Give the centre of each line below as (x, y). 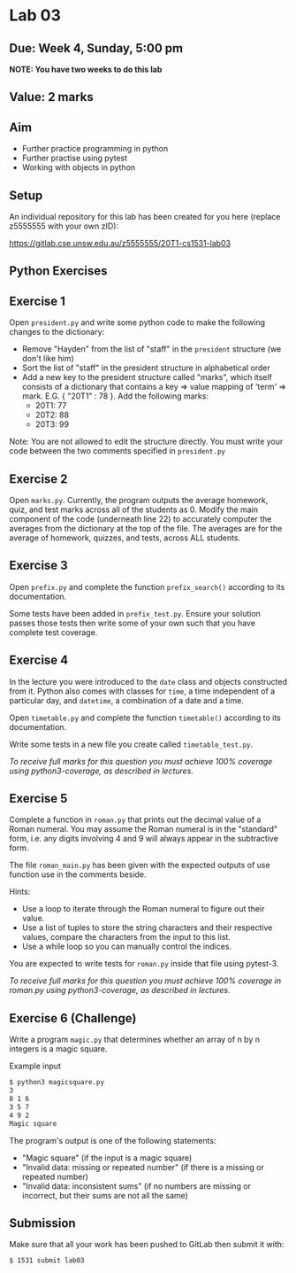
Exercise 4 (39, 660)
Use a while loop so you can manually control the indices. (127, 947)
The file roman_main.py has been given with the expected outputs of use (140, 865)
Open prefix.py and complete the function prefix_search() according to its (147, 586)
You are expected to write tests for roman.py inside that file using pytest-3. (144, 964)
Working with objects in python (79, 167)
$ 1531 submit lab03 (47, 1261)
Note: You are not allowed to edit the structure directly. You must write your (146, 442)
